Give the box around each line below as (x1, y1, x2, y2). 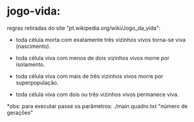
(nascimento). (15, 42, 51, 50)
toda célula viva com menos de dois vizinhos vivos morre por (15, 54, 170, 61)
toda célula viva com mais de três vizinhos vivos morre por (15, 72, 164, 80)
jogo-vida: (7, 4, 61, 18)
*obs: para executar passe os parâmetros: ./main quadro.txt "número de (7, 102, 188, 110)
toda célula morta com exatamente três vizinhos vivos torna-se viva (15, 36, 186, 43)
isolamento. (15, 61, 45, 68)
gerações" (7, 109, 33, 116)
